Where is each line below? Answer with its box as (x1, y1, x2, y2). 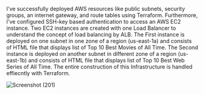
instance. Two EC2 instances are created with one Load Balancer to (6, 24, 177, 32)
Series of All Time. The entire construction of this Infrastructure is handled (6, 63, 193, 70)
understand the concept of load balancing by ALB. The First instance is (6, 31, 185, 38)
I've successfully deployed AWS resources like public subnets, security (6, 5, 186, 12)
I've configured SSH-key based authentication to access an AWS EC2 (6, 18, 181, 25)
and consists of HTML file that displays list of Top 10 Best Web (28, 57, 185, 64)
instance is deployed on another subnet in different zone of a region (6, 50, 177, 57)
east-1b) (6, 57, 27, 64)
